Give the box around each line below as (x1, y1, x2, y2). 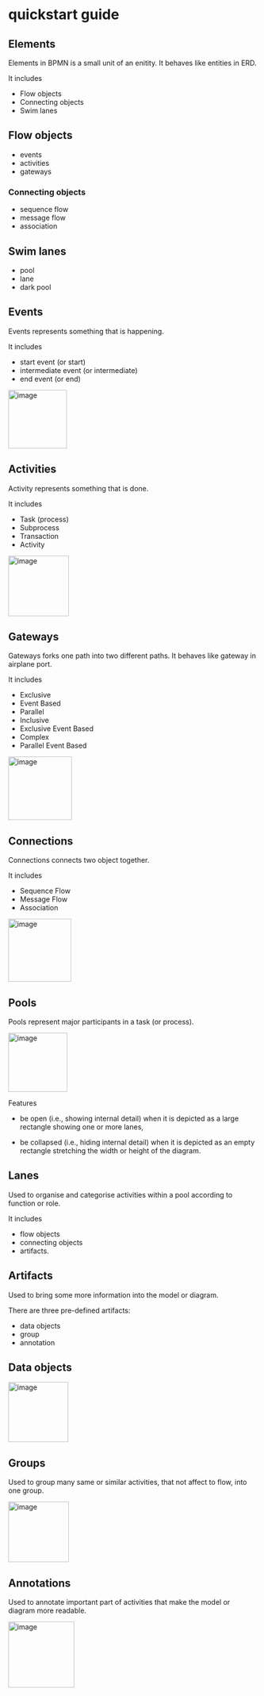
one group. (8, 1486, 44, 1495)
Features (8, 1098, 37, 1108)
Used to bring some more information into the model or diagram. (8, 1290, 219, 1299)
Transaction (19, 531, 59, 540)
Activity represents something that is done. (8, 483, 149, 493)
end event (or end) (19, 374, 81, 383)
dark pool (19, 282, 52, 291)
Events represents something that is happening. (8, 326, 164, 336)
